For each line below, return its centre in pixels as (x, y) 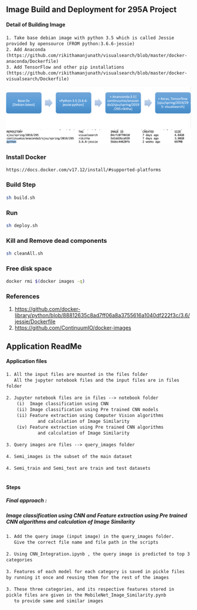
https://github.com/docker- (47, 309)
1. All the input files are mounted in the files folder (77, 375)
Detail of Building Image (36, 24)
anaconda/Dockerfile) (33, 61)
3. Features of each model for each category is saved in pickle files (95, 571)
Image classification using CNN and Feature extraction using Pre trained (97, 515)
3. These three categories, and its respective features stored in (90, 589)
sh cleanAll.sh (25, 254)
